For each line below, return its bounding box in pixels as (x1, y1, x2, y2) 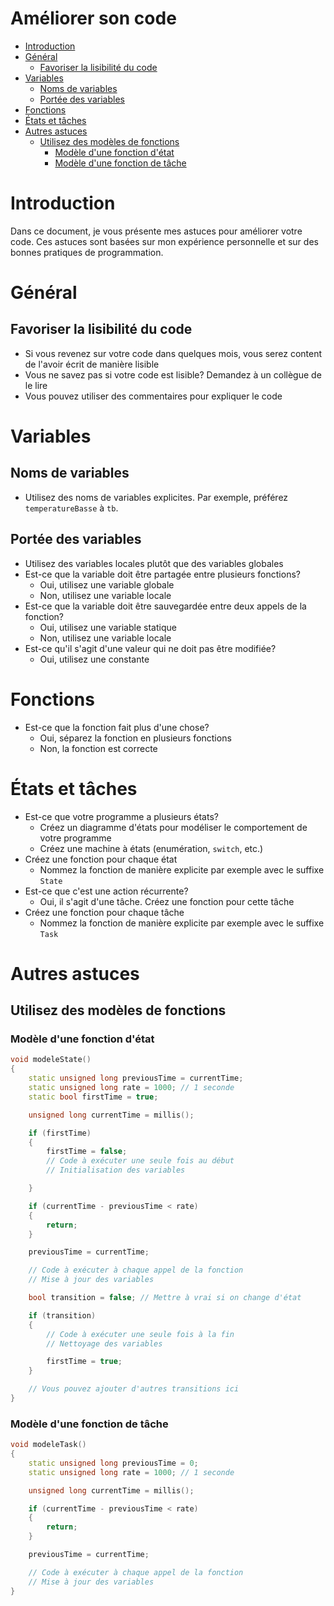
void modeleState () (10, 1055, 92, 1065)
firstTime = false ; (46, 1147, 128, 1157)
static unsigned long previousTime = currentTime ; (28, 1073, 244, 1084)
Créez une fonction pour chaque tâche (24, 906, 185, 918)
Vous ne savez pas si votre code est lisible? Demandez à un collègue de (24, 368, 322, 381)
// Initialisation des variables (46, 1165, 186, 1176)
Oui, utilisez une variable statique (39, 621, 177, 633)
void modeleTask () (10, 1440, 87, 1450)
